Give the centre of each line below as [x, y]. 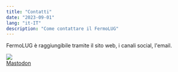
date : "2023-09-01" [30, 17]
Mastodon [19, 63]
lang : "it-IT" [24, 23]
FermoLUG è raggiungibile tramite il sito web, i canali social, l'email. [89, 46]
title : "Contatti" [29, 12]
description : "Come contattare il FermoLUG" [62, 28]
